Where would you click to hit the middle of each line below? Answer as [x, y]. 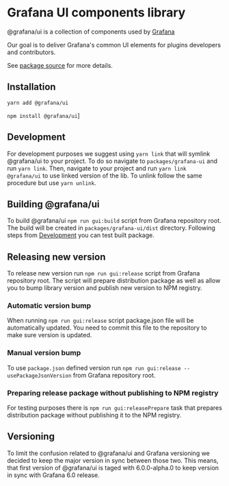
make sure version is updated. [50, 335]
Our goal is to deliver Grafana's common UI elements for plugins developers [114, 45]
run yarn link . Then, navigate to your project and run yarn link [97, 168]
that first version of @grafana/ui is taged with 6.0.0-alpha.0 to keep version [113, 467]
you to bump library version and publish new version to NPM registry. [105, 288]
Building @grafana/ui [53, 204]
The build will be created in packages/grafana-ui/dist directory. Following [111, 228]
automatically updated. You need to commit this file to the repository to [107, 328]
